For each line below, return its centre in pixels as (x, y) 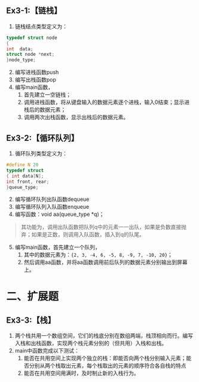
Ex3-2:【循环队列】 (43, 138)
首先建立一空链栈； (48, 95)
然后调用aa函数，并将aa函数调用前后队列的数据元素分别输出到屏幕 (106, 262)
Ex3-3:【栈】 (31, 320)
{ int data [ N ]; (25, 176)
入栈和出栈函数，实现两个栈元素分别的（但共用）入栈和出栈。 (91, 343)
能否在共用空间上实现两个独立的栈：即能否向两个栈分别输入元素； (105, 358)
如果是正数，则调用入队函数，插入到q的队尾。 (88, 234)
